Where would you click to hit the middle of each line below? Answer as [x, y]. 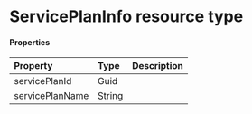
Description [158, 66]
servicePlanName [51, 96]
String [111, 96]
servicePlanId [43, 81]
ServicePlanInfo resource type [126, 17]
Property [33, 66]
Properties [30, 42]
